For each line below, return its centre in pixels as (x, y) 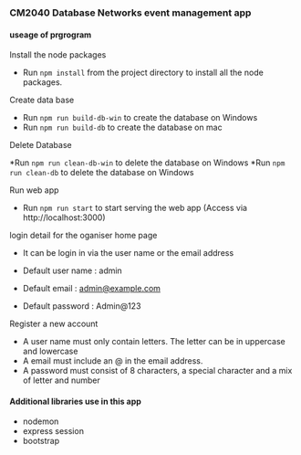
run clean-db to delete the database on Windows (102, 173)
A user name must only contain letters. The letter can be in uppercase (154, 342)
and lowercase (50, 351)
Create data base (42, 100)
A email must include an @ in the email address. (113, 361)
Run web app (34, 190)
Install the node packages (58, 55)
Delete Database (41, 145)
